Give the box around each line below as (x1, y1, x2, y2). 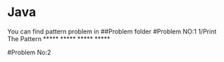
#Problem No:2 (7, 48, 51, 56)
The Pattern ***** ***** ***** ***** (7, 34, 111, 42)
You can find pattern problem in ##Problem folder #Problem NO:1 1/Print (7, 27, 217, 36)
